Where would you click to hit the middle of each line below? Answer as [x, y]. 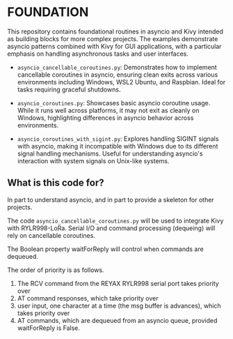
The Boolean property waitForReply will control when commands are [105, 249]
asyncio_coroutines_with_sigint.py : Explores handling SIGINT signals [118, 138]
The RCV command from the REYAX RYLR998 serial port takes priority [118, 283]
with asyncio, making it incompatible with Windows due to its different [118, 146]
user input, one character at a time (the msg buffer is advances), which [119, 306]
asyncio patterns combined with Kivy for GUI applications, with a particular [114, 46]
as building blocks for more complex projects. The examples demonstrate [113, 38]
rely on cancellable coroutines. [51, 235]
